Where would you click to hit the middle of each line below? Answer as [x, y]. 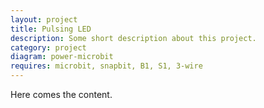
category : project [48, 47]
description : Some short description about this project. [133, 38]
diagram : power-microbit [62, 57]
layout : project [44, 19]
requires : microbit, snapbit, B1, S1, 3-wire [106, 66]
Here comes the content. [61, 94]
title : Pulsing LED [51, 29]
